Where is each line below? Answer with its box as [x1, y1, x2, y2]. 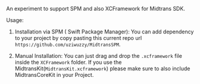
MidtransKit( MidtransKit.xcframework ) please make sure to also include [14, 65, 190, 72]
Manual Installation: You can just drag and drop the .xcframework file [14, 52, 183, 59]
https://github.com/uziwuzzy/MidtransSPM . [14, 41, 121, 48]
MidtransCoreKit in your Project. [14, 71, 94, 78]
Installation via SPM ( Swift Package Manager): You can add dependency [14, 28, 194, 35]
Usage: [6, 17, 24, 23]
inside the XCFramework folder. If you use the [14, 59, 122, 66]
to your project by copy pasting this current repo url [14, 35, 142, 41]
